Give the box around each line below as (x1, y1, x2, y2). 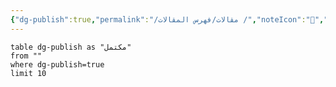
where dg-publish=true (10, 59, 105, 70)
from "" (10, 51, 43, 61)
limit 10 (10, 68, 47, 78)
